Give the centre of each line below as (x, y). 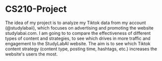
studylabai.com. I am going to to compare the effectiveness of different (78, 33)
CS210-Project (36, 9)
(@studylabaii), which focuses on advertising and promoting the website (80, 28)
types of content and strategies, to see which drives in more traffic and (78, 38)
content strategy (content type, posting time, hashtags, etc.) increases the (81, 49)
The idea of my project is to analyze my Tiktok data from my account (76, 23)
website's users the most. (32, 54)
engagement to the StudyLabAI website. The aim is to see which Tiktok (78, 43)
